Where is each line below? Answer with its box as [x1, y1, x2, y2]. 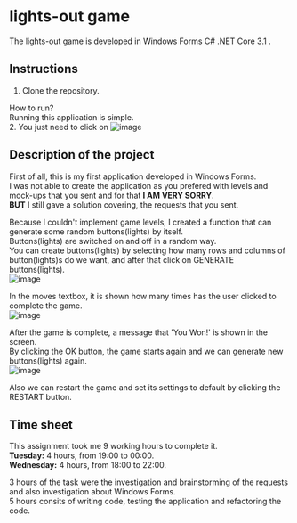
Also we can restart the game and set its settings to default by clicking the [9, 381, 281, 393]
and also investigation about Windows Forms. [9, 486, 176, 497]
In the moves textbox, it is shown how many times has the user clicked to [9, 290, 277, 301]
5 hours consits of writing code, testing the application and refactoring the [9, 496, 282, 507]
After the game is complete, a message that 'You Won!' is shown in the [9, 327, 269, 338]
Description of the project [9, 147, 155, 162]
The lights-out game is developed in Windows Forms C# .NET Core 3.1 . [9, 36, 271, 46]
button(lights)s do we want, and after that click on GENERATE [9, 254, 234, 265]
